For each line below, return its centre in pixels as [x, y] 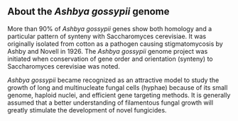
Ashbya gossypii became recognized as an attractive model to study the [113, 80]
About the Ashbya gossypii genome [88, 12]
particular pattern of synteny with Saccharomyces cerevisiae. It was [107, 36]
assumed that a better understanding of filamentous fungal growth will [110, 103]
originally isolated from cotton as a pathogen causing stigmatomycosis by [115, 44]
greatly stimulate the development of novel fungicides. [87, 110]
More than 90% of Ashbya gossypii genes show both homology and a [110, 28]
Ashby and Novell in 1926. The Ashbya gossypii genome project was [108, 51]
